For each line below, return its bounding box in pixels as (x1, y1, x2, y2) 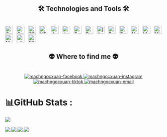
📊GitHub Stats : (5, 96, 73, 108)
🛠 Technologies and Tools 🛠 (38, 4, 129, 13)
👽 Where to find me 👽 (49, 52, 118, 61)
